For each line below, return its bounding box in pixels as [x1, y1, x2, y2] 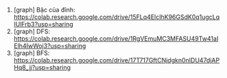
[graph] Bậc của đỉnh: [13, 6, 75, 14]
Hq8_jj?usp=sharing [13, 64, 71, 71]
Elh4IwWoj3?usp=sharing [13, 42, 86, 50]
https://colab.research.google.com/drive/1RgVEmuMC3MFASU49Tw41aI [13, 35, 219, 43]
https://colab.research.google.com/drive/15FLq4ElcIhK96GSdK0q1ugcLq [13, 13, 220, 21]
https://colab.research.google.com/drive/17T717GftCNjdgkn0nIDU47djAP [13, 56, 220, 64]
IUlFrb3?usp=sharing [13, 20, 73, 28]
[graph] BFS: [13, 49, 50, 57]
